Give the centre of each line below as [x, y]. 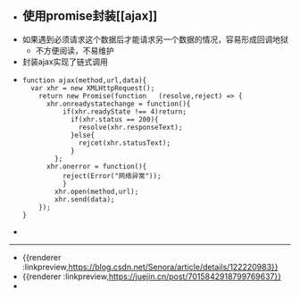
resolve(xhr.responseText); [131, 127]
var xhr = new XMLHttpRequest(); [93, 88]
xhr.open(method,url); [97, 191]
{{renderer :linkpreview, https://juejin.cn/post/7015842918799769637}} [151, 276]
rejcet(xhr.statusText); [125, 143]
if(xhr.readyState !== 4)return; [125, 111]
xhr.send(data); [85, 199]
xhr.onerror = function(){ [96, 166]
